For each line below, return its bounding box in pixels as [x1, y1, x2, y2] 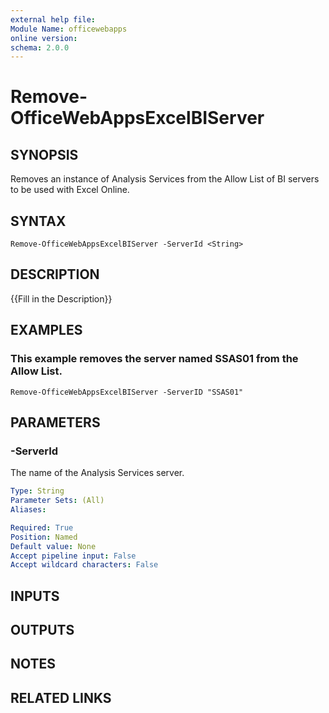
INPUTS [10, 587, 60, 605]
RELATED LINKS [10, 689, 112, 706]
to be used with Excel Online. [10, 184, 130, 196]
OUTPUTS [10, 622, 75, 639]
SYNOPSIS [10, 146, 79, 163]
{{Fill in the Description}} [10, 292, 113, 305]
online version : [10, 33, 78, 43]
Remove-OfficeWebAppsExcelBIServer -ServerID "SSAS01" [10, 387, 244, 397]
